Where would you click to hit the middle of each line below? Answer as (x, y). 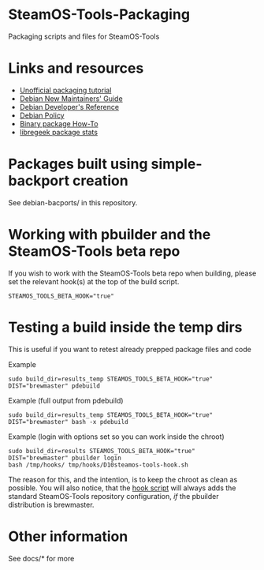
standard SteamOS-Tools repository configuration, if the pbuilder (113, 496)
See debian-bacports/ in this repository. (73, 202)
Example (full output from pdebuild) (66, 400)
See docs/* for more (41, 558)
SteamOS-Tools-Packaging (99, 15)
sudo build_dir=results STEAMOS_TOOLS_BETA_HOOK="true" (102, 451)
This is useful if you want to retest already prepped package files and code (130, 349)
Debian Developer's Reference (69, 107)
